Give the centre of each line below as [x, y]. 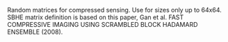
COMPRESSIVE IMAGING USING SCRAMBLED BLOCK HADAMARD [103, 24]
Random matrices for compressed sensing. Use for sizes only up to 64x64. [115, 10]
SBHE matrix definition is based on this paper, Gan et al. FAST [96, 17]
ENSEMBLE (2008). [35, 32]
